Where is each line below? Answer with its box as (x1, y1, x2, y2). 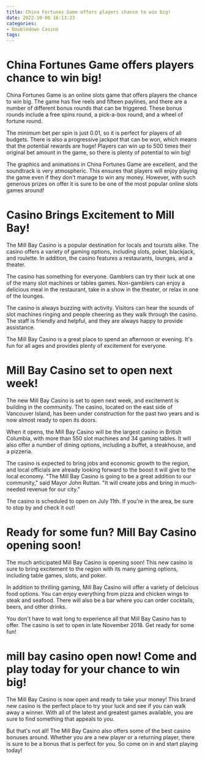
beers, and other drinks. (6, 603, 67, 610)
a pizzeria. (6, 448, 32, 455)
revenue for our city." (26, 485, 81, 493)
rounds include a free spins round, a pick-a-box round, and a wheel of (6, 111, 184, 118)
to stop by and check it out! (6, 503, 75, 511)
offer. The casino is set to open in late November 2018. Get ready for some (6, 621, 195, 628)
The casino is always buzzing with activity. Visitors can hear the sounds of (6, 304, 195, 311)
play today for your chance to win (6, 663, 181, 677)
